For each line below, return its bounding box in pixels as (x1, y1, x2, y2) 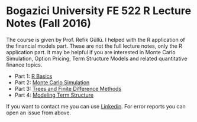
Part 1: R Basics (14, 72, 53, 80)
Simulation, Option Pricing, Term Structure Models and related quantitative (6, 55, 188, 62)
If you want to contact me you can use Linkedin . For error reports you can (6, 103, 186, 110)
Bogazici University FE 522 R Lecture (6, 4, 191, 18)
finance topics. (6, 61, 43, 68)
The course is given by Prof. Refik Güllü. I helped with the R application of (6, 36, 185, 43)
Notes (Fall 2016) (6, 17, 92, 30)
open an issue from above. (6, 109, 72, 116)
